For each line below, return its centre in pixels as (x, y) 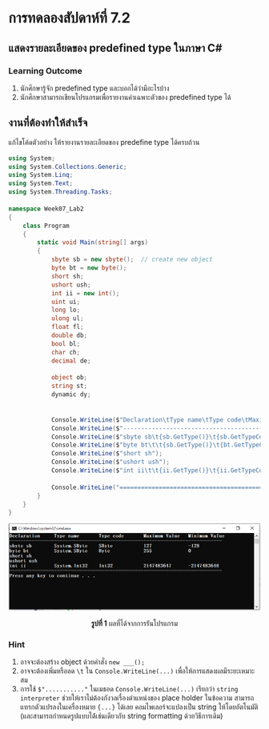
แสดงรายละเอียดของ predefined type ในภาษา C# (115, 48)
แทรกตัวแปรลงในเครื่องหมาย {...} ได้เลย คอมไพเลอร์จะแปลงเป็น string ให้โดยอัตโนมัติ (139, 707)
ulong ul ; (67, 318)
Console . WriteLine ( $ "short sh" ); (106, 454)
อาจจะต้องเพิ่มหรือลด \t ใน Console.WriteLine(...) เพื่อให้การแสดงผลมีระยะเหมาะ (137, 671)
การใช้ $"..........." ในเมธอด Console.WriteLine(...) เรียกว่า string (129, 689)
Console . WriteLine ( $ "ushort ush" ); (110, 462)
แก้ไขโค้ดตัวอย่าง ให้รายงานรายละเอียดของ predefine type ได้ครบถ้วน (104, 142)
